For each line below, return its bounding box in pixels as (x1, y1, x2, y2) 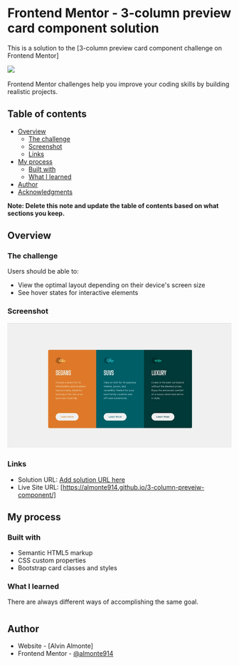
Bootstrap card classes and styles (17, 564, 117, 572)
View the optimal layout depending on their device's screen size (17, 281, 206, 289)
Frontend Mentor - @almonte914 (17, 649, 114, 658)
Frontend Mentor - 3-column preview (7, 5, 232, 21)
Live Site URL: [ (17, 483, 63, 491)
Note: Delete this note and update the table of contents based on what (7, 201, 219, 210)
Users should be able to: (7, 267, 80, 276)
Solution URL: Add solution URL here (17, 475, 126, 484)
